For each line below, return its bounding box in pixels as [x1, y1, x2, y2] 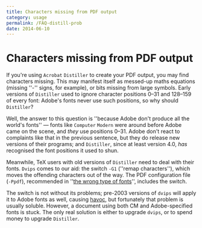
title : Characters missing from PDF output [6, 8, 118, 15]
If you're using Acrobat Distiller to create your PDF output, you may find [6, 72, 189, 79]
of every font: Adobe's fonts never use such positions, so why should [6, 97, 179, 104]
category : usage [6, 14, 47, 20]
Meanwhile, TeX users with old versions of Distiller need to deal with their [6, 159, 195, 166]
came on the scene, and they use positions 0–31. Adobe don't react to [6, 128, 180, 135]
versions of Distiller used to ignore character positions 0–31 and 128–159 [6, 91, 192, 98]
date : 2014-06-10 [6, 25, 50, 32]
